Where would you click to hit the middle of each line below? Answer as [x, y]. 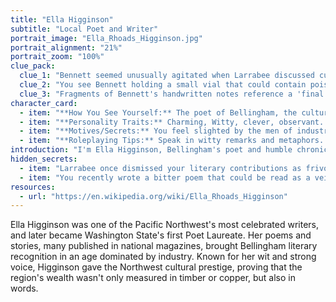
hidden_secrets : [44, 159]
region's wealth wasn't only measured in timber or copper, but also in [153, 278]
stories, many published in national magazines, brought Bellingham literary [164, 246]
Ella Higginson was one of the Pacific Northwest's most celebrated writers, [165, 225]
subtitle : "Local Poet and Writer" [84, 29]
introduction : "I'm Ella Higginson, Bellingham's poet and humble [151, 150]
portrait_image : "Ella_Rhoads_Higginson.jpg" [106, 38]
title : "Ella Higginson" [62, 19]
